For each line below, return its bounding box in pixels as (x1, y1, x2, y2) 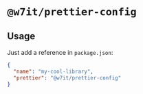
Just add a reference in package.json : (7, 49, 113, 56)
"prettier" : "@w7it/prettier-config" (13, 74, 122, 81)
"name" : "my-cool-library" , (13, 68, 94, 75)
